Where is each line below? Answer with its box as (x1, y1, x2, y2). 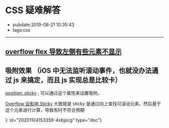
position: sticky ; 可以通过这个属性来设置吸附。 (5, 90, 102, 96)
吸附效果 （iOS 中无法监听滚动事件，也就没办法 (5, 66, 152, 75)
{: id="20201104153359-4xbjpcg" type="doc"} (5, 117, 102, 123)
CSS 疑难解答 (5, 5, 61, 16)
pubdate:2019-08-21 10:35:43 (12, 21, 74, 28)
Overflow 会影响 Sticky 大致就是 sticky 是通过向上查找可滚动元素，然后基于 (5, 101, 161, 107)
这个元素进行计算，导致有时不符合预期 (5, 107, 84, 113)
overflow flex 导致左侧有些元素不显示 (5, 47, 122, 56)
